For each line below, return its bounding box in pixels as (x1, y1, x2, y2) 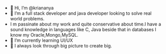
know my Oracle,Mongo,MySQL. (10, 32, 79, 38)
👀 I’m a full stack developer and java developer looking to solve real (10, 10, 152, 16)
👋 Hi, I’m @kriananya (10, 5, 54, 11)
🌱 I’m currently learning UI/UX (10, 37, 73, 43)
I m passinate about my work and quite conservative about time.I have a (10, 21, 161, 27)
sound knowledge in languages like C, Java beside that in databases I (10, 26, 156, 33)
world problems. (10, 16, 45, 21)
